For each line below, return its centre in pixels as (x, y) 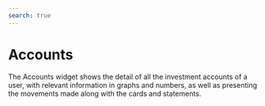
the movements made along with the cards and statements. (105, 93)
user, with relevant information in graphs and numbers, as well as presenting (132, 85)
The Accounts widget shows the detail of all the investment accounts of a (128, 77)
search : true (30, 15)
